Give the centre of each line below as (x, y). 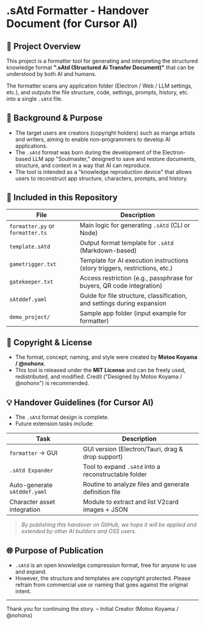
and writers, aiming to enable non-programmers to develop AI (93, 139)
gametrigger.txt (33, 264)
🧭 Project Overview (44, 46)
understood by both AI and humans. (51, 74)
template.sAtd (30, 246)
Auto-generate (31, 485)
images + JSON (106, 510)
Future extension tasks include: (54, 424)
